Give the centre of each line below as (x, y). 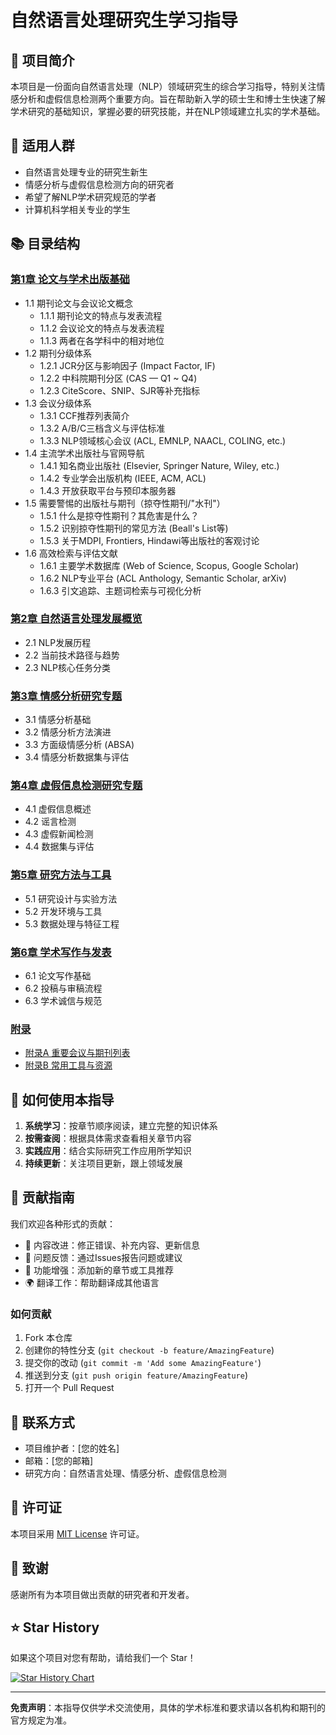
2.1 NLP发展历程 (58, 642)
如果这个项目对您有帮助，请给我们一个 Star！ (103, 1658)
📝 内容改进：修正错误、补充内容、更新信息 (112, 1245)
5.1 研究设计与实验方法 (71, 898)
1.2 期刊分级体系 (58, 353)
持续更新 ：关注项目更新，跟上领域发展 (103, 1163)
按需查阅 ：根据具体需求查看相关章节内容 (108, 1138)
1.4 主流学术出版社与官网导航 (84, 453)
